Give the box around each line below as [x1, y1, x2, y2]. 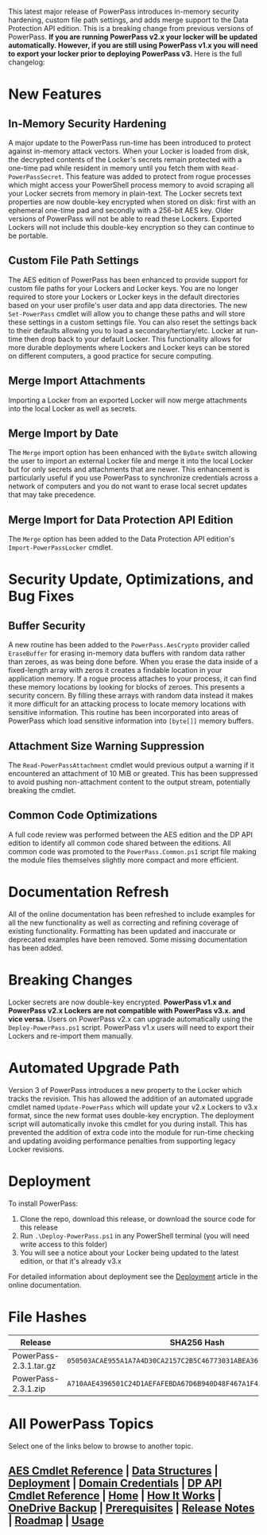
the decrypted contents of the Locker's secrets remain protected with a [8, 155, 242, 164]
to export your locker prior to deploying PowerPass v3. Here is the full [8, 49, 242, 58]
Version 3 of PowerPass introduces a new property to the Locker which [8, 1085, 242, 1094]
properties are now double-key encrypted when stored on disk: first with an [8, 197, 257, 206]
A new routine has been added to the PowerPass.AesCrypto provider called [8, 640, 250, 650]
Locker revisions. [8, 1144, 65, 1154]
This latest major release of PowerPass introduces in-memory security [8, 7, 239, 16]
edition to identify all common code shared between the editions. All [8, 838, 232, 848]
